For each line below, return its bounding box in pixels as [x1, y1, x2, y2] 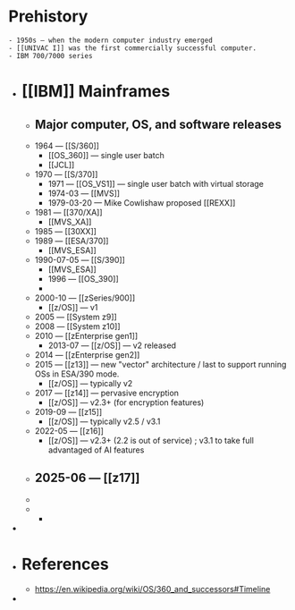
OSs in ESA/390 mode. [34, 369, 120, 379]
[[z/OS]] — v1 [47, 301, 98, 312]
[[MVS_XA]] [47, 216, 92, 227]
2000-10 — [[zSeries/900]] [34, 292, 136, 303]
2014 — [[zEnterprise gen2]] [34, 349, 140, 360]
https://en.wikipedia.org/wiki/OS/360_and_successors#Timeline [34, 583, 271, 594]
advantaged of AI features [47, 445, 145, 455]
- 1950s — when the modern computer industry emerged [8, 36, 214, 45]
